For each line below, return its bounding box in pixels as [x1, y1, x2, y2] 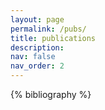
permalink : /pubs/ [10, 24, 87, 34]
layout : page [10, 14, 65, 25]
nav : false [10, 52, 56, 62]
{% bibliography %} [10, 89, 92, 100]
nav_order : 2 [10, 61, 65, 71]
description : [10, 42, 65, 53]
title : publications [10, 33, 97, 43]
